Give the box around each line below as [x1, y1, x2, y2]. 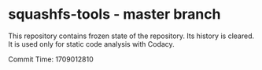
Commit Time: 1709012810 [8, 54, 94, 64]
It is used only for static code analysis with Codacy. [8, 39, 175, 48]
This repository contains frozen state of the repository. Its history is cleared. [8, 31, 254, 40]
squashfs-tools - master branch [8, 5, 221, 23]
